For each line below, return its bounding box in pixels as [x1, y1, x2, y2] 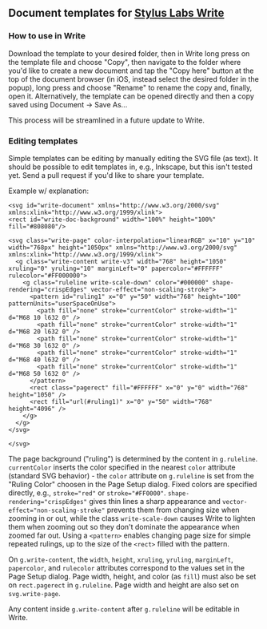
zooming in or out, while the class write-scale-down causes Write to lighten [8, 513, 256, 523]
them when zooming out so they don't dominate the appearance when [8, 522, 240, 531]
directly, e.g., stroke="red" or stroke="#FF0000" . [8, 488, 166, 498]
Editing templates [8, 135, 78, 147]
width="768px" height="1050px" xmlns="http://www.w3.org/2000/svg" [8, 244, 238, 252]
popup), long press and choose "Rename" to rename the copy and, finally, [8, 83, 253, 92]
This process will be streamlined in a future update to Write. [8, 115, 205, 125]
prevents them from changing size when [106, 505, 240, 514]
